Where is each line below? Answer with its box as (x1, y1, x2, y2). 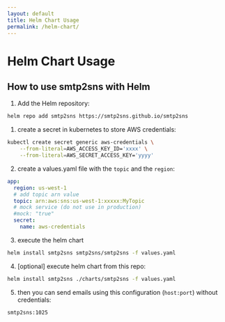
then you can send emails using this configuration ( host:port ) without (17, 288, 218, 296)
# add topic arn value (13, 191, 79, 198)
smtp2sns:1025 (7, 309, 49, 316)
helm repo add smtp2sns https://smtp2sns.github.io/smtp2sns (7, 113, 189, 120)
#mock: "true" (13, 210, 54, 217)
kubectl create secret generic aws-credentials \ (7, 139, 155, 146)
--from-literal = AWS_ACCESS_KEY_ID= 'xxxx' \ (20, 146, 148, 153)
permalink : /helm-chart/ (7, 23, 79, 30)
